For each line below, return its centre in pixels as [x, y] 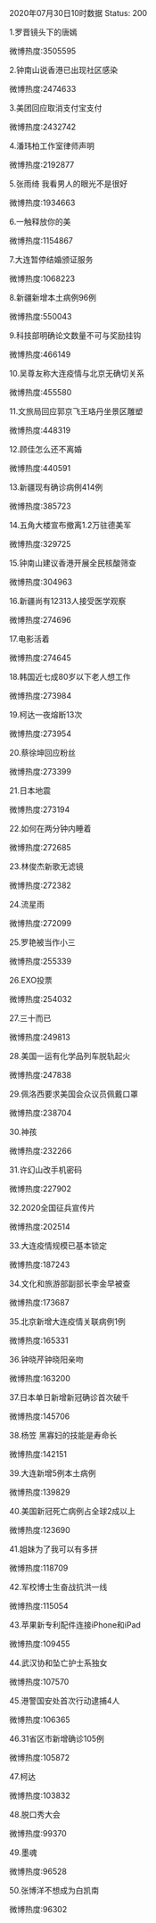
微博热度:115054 [39, 1606]
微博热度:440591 [40, 468]
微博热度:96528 [38, 1871]
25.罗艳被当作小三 [42, 942]
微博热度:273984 [41, 696]
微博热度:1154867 [41, 240]
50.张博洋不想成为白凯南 [54, 1890]
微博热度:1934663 [42, 203]
